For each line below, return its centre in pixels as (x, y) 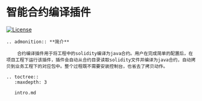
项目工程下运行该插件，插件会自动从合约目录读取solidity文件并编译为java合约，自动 (99, 60)
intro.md (25, 93)
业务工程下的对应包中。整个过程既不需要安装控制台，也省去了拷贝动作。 (91, 66)
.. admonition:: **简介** (38, 42)
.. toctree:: (23, 77)
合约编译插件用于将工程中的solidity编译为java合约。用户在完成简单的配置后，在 (105, 53)
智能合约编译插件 (49, 12)
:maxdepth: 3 (30, 82)
